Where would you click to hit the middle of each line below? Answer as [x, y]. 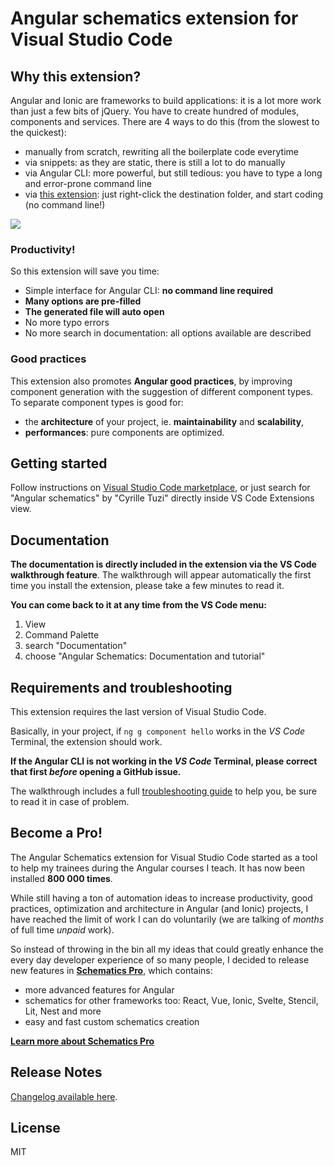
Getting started [59, 463]
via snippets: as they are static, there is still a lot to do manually [155, 162]
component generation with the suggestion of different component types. [162, 391]
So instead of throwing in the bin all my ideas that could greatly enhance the [167, 949]
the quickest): [38, 132]
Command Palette [62, 635]
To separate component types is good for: [97, 402]
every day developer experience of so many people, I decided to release [160, 959]
